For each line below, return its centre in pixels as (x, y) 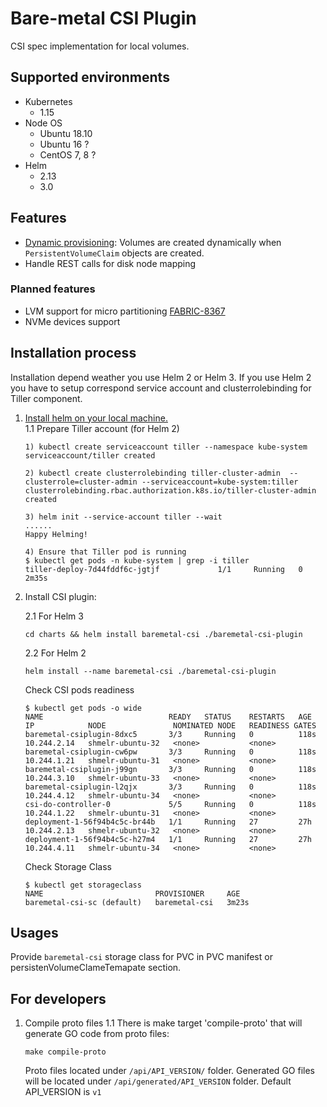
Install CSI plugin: (60, 596)
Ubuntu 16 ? (64, 144)
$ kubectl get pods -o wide (83, 708)
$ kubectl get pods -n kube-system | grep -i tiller (137, 560)
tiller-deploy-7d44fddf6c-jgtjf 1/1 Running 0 (163, 569)
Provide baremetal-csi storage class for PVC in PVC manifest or (141, 957)
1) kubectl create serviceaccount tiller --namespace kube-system (166, 447)
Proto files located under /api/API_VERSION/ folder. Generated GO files (169, 1071)
